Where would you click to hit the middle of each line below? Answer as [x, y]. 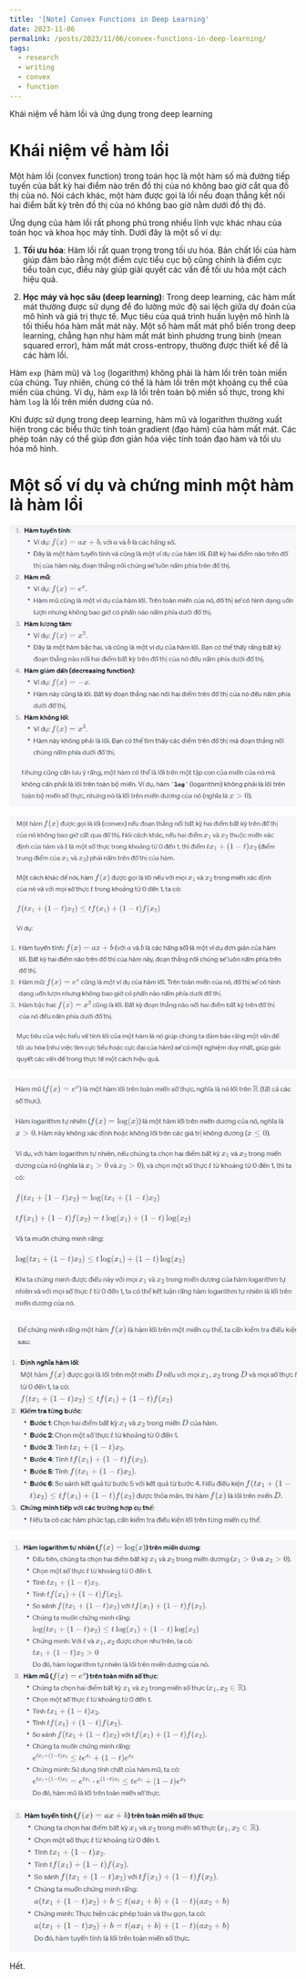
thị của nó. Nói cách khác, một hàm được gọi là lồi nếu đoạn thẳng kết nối [147, 195]
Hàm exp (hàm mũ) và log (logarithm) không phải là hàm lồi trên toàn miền [148, 372]
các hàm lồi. [46, 355]
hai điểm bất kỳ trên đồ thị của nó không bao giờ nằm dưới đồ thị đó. [138, 204]
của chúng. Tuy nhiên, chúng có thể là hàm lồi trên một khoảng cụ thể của [149, 382]
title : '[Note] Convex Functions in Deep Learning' [109, 19]
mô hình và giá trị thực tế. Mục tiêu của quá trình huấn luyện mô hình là [156, 316]
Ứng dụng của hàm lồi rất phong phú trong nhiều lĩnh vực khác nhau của [146, 223]
